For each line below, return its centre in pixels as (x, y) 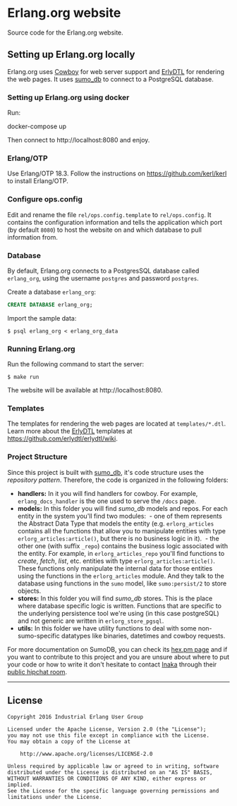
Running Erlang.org (41, 349)
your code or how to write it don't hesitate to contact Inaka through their (112, 664)
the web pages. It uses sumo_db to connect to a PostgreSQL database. (110, 79)
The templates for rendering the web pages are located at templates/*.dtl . (117, 423)
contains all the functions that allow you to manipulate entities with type (121, 531)
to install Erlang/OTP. (38, 181)
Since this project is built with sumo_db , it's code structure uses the (106, 472)
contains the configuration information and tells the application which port (115, 222)
